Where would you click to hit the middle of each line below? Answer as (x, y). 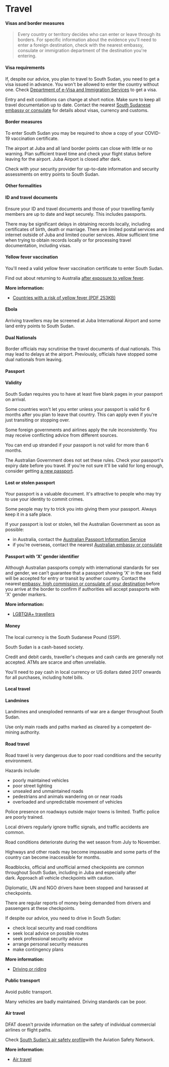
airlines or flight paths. (29, 1030)
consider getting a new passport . (40, 471)
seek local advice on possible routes (50, 933)
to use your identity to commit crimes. (45, 499)
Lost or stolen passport (30, 482)
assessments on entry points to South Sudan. (52, 174)
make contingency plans (38, 949)
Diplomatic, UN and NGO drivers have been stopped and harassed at (77, 888)
